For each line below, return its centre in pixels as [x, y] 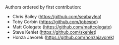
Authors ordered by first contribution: [43, 7]
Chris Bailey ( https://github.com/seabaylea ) [57, 16]
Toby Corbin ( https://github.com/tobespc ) [55, 22]
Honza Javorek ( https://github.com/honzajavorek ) [63, 37]
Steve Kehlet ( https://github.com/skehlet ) [54, 32]
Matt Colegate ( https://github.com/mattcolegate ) [62, 27]
